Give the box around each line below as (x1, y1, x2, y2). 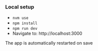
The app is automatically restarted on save (5, 40, 93, 46)
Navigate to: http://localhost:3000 (12, 31, 82, 37)
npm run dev (12, 26, 37, 31)
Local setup (5, 3, 34, 10)
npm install (12, 21, 37, 26)
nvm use (12, 16, 28, 21)
